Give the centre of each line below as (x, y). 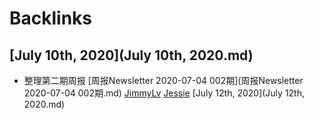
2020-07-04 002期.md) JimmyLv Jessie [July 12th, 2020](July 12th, (164, 93)
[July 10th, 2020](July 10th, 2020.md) (131, 55)
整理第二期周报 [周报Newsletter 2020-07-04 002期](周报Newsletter (163, 80)
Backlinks (51, 18)
